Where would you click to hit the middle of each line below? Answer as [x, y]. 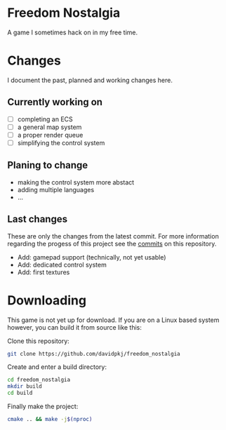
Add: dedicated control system [62, 264]
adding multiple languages [56, 189]
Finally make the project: [43, 406]
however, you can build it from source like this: [75, 327]
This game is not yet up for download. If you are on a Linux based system [113, 320]
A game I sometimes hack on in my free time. [73, 32]
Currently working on [55, 102]
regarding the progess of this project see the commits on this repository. [112, 243]
